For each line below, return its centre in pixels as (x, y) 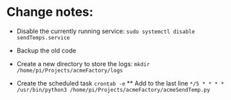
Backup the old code (46, 50)
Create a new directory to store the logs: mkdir (83, 63)
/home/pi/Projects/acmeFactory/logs (70, 70)
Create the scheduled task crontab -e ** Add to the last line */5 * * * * (120, 83)
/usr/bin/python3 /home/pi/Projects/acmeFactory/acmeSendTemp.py (113, 90)
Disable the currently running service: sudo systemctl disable (106, 31)
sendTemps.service (43, 38)
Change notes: (50, 12)
